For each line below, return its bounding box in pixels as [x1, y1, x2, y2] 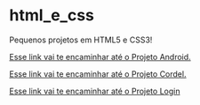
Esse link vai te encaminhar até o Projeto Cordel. [9, 68, 187, 79]
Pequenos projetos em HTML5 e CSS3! [9, 34, 153, 45]
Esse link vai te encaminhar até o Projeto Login [9, 86, 180, 96]
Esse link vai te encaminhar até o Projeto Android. [9, 51, 191, 62]
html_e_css [9, 5, 95, 26]
